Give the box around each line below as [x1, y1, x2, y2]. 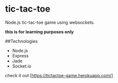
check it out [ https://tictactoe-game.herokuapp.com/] [5, 72, 114, 78]
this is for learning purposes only [5, 29, 74, 34]
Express [12, 52, 29, 59]
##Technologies [5, 38, 38, 44]
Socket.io [12, 63, 32, 69]
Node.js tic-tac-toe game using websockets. [5, 19, 95, 25]
